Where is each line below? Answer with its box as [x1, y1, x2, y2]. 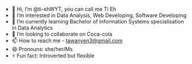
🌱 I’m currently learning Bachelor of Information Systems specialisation [11, 18, 184, 25]
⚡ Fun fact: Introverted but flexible [11, 52, 95, 59]
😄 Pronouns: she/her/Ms [11, 46, 73, 52]
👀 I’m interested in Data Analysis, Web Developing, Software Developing [11, 12, 187, 19]
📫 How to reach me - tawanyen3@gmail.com [11, 37, 123, 44]
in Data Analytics [11, 24, 53, 31]
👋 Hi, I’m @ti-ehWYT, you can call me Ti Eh [11, 6, 117, 12]
